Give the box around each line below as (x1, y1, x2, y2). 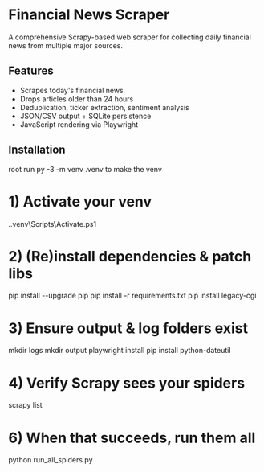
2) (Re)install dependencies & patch (8, 247, 252, 265)
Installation (8, 143, 66, 157)
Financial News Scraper (8, 6, 170, 24)
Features (8, 64, 54, 78)
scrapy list (8, 400, 43, 410)
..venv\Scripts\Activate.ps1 (8, 219, 97, 228)
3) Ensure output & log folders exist (8, 319, 249, 337)
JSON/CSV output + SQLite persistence (19, 111, 152, 121)
